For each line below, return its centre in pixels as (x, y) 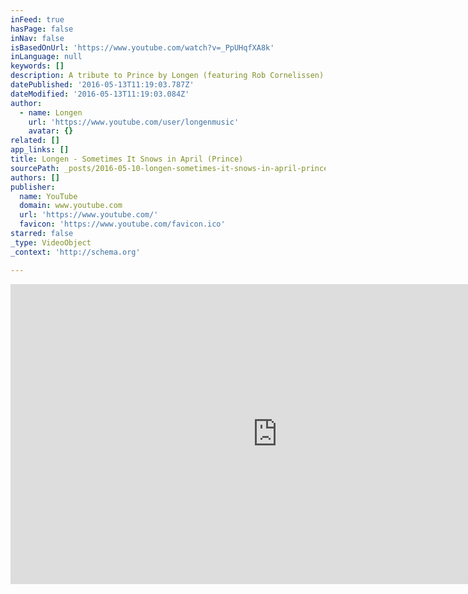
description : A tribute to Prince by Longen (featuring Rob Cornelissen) (167, 76)
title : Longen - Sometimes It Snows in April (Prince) (127, 159)
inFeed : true (37, 19)
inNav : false (37, 38)
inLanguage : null (46, 57)
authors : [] (35, 177)
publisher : (33, 187)
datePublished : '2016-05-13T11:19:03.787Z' (102, 85)
